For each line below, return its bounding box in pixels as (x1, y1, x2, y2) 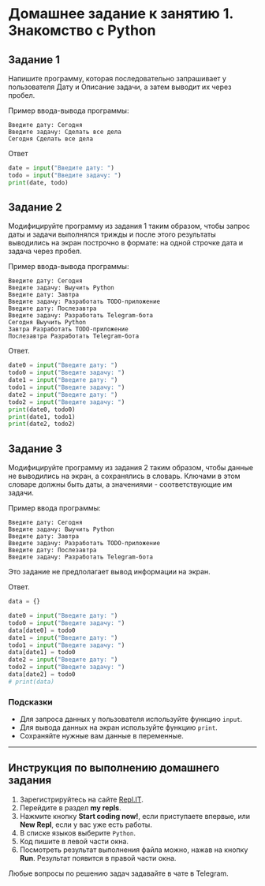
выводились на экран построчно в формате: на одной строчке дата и (8, 238, 244, 248)
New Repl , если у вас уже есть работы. (19, 820, 152, 829)
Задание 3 (8, 442, 62, 455)
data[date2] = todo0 (8, 671, 77, 679)
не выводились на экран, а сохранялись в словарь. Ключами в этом (8, 471, 241, 481)
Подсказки (8, 696, 53, 707)
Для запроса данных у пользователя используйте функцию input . (19, 715, 243, 724)
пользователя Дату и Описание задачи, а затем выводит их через (8, 82, 232, 92)
